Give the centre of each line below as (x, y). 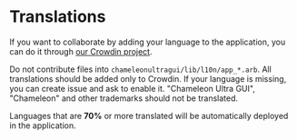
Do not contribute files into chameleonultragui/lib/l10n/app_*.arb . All (141, 69)
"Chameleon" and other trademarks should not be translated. (124, 98)
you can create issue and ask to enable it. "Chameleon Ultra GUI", (133, 88)
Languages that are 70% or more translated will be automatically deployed (149, 115)
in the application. (43, 125)
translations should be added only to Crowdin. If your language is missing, (148, 78)
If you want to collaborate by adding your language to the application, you (148, 42)
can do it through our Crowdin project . (81, 51)
